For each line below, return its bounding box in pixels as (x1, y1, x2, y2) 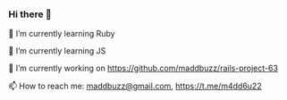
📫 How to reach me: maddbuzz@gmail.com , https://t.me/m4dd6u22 (8, 80, 262, 92)
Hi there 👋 (8, 8, 53, 21)
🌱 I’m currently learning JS (8, 46, 106, 56)
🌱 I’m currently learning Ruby (8, 29, 115, 39)
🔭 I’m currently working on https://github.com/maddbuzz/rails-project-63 (8, 62, 279, 74)
